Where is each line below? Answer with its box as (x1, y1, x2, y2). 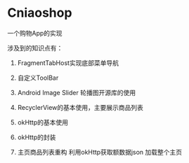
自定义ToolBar (17, 73, 59, 82)
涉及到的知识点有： (7, 43, 63, 52)
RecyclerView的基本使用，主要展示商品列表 (17, 103, 144, 111)
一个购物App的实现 (7, 29, 63, 37)
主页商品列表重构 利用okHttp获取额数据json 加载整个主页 (17, 148, 183, 156)
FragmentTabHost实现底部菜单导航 (17, 58, 119, 67)
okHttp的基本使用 (17, 118, 69, 127)
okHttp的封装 (17, 133, 56, 141)
